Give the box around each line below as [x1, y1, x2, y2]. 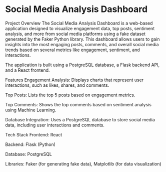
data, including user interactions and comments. [5, 122, 105, 128]
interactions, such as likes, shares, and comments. [5, 82, 109, 88]
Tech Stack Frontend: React [5, 131, 62, 137]
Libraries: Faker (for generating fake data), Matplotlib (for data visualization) [5, 160, 161, 166]
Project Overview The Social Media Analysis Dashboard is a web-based [5, 20, 153, 26]
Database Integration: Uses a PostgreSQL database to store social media [5, 116, 155, 122]
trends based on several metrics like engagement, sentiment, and [5, 47, 140, 53]
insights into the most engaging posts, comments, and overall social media [5, 41, 159, 47]
